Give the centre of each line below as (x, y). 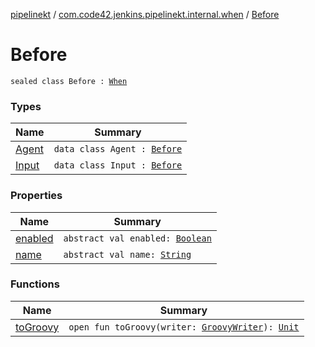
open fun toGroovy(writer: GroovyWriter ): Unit (184, 327)
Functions (35, 284)
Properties (36, 196)
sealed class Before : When (69, 81)
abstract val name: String (127, 254)
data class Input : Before (118, 165)
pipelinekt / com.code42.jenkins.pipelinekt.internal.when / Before (145, 14)
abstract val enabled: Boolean (137, 238)
